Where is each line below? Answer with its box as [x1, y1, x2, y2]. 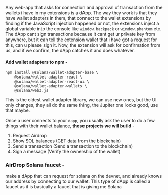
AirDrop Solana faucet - [5, 162, 65, 169]
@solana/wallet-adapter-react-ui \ [14, 79, 90, 84]
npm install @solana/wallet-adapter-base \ [5, 70, 99, 75]
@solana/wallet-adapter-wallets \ [14, 84, 87, 89]
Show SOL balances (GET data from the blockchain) [12, 138, 121, 144]
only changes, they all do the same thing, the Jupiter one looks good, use [5, 102, 158, 108]
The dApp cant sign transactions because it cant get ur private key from [5, 31, 155, 37]
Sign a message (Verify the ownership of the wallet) [12, 149, 121, 155]
